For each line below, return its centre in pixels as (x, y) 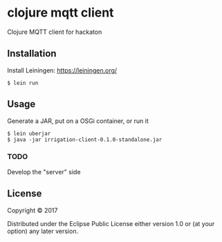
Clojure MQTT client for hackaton (55, 32)
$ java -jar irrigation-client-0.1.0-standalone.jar (85, 140)
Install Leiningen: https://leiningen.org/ (62, 70)
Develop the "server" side (44, 171)
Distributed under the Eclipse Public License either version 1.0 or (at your (111, 223)
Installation (32, 54)
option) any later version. (43, 231)
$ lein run (23, 83)
